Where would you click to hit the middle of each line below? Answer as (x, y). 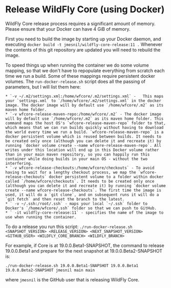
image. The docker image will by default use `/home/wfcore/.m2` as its (84, 105)
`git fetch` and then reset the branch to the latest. (65, 199)
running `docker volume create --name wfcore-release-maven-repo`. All (83, 145)
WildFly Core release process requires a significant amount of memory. (80, 24)
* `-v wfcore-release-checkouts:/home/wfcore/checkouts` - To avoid (80, 168)
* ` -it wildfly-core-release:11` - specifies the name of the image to (84, 213)
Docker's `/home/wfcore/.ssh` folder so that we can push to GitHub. (81, 208)
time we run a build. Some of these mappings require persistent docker (80, 76)
